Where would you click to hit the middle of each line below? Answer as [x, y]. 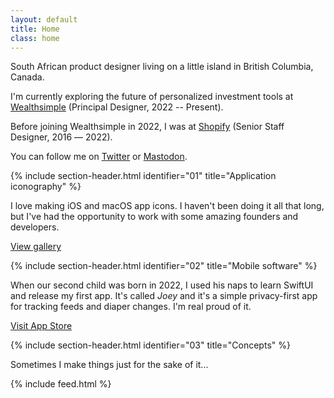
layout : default [44, 19]
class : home [35, 38]
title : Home [35, 29]
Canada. [27, 77]
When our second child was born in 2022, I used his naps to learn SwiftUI [162, 285]
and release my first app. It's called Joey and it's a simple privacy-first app [164, 296]
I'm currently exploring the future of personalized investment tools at [152, 97]
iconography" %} [46, 187]
